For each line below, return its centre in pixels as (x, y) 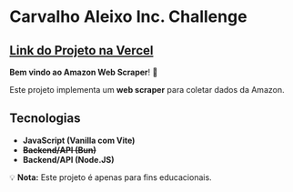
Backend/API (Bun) (60, 150)
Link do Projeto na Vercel (81, 51)
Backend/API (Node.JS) (68, 159)
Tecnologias (45, 119)
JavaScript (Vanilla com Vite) (79, 140)
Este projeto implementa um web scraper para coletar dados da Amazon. (147, 90)
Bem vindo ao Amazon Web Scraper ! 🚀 (84, 72)
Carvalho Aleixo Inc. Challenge (128, 17)
